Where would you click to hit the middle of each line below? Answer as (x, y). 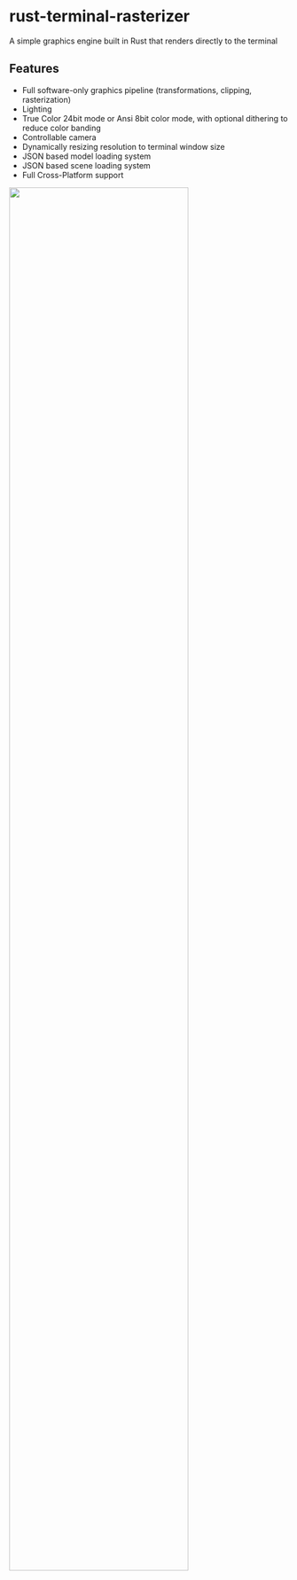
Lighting (37, 109)
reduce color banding (61, 128)
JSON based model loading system (86, 156)
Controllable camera (59, 137)
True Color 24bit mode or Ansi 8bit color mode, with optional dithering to (155, 118)
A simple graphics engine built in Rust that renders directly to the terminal (143, 41)
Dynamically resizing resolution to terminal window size (124, 146)
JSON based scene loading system (86, 165)
